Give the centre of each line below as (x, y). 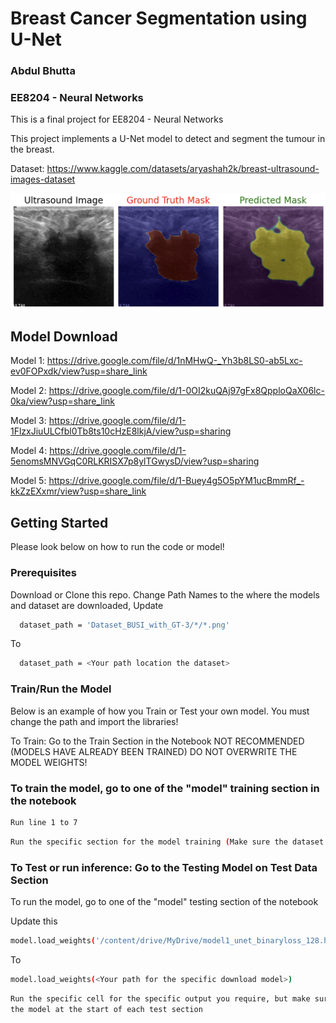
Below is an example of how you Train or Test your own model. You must (160, 711)
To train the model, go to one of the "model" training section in (165, 788)
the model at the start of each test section (106, 1009)
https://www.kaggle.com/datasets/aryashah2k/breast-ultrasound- (183, 169)
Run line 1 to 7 (44, 822)
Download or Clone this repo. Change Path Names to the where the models (165, 594)
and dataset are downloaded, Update (87, 605)
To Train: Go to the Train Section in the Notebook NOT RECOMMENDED (157, 741)
